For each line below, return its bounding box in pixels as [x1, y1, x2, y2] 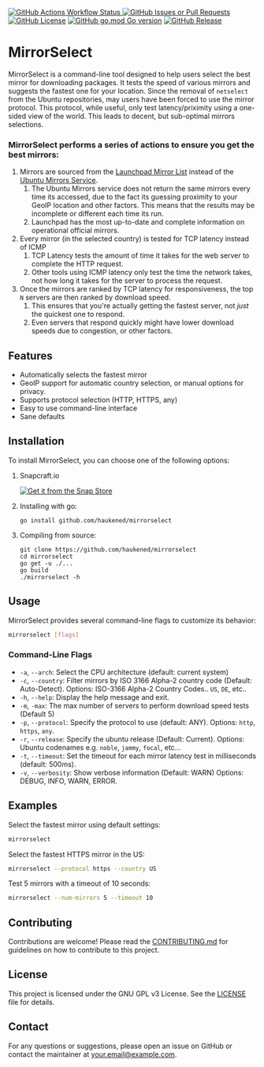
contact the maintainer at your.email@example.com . [8, 1049, 177, 1059]
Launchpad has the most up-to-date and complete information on [31, 217, 245, 227]
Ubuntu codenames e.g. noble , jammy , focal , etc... [19, 742, 181, 752]
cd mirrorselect [19, 552, 73, 560]
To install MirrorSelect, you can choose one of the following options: [8, 455, 230, 465]
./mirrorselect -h [19, 573, 80, 581]
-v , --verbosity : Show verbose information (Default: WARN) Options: [19, 768, 244, 777]
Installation [8, 434, 65, 448]
